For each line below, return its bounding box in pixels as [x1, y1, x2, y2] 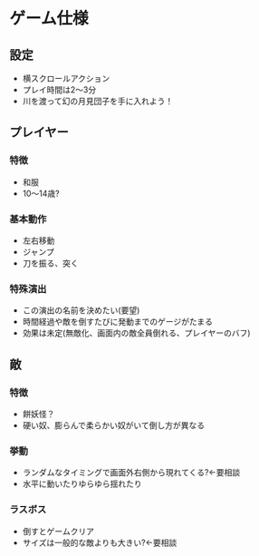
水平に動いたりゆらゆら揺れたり [22, 478, 142, 490]
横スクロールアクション [22, 73, 110, 83]
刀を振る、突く [22, 258, 79, 268]
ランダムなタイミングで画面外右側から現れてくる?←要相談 [22, 467, 241, 478]
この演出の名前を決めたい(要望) [22, 305, 140, 316]
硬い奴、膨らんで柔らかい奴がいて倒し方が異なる [22, 419, 206, 431]
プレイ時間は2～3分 [22, 84, 97, 95]
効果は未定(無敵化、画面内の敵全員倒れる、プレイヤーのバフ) [22, 327, 251, 338]
